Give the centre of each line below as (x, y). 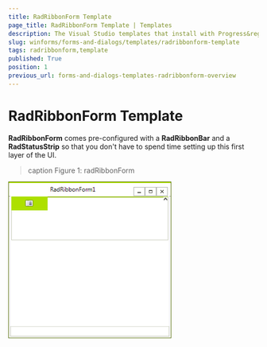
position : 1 (28, 68)
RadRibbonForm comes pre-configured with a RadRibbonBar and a (119, 138)
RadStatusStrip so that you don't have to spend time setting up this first (126, 146)
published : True (35, 59)
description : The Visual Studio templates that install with (112, 33)
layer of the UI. (33, 154)
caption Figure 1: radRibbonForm (81, 170)
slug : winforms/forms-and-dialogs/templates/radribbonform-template (124, 42)
